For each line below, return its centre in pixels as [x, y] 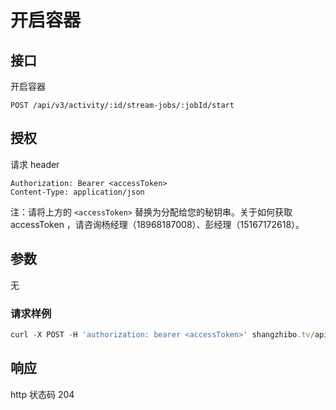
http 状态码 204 [42, 394]
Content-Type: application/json [77, 192]
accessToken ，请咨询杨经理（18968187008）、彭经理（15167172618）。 [157, 224]
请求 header [35, 164]
